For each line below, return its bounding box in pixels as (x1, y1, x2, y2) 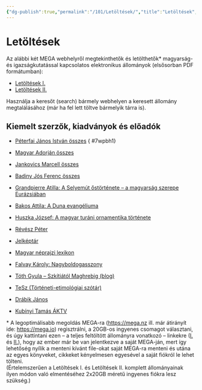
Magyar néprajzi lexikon (14, 249, 75, 257)
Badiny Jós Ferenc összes (14, 173, 80, 180)
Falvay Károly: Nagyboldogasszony (14, 261, 103, 268)
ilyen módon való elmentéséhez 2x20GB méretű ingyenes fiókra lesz (6, 371, 177, 378)
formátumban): (6, 68, 43, 75)
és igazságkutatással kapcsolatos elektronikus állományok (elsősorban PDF (6, 61, 194, 68)
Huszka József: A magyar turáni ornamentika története (14, 214, 151, 221)
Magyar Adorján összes (14, 149, 74, 156)
